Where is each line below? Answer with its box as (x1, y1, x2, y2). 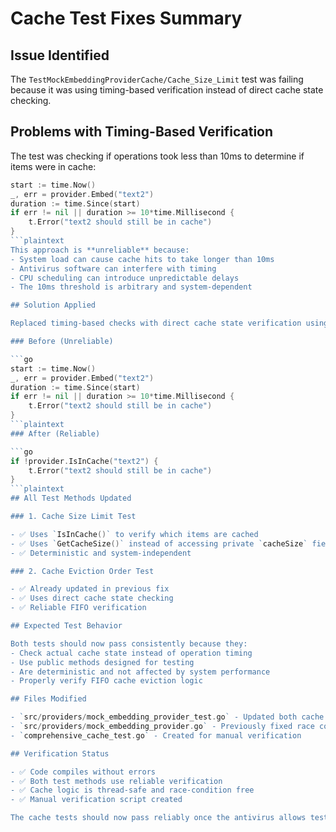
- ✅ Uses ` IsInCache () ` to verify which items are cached (10, 529, 259, 539)
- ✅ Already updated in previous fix (10, 584, 170, 594)
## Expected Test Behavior (10, 621, 123, 631)
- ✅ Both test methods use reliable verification (10, 776, 223, 786)
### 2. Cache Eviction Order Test (10, 566, 155, 576)
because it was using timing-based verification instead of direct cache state (10, 84, 324, 96)
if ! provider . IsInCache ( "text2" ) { (10, 456, 159, 466)
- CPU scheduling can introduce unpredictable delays (10, 273, 240, 283)
